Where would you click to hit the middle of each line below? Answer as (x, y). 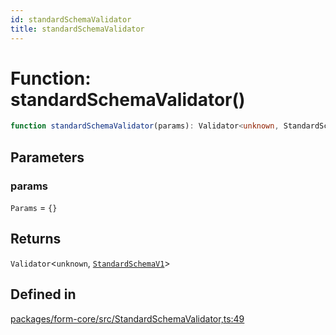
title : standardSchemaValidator (77, 29)
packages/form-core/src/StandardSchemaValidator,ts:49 (127, 318)
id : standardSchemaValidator (71, 19)
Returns (36, 239)
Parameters (47, 157)
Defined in (43, 294)
